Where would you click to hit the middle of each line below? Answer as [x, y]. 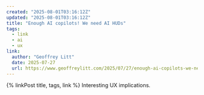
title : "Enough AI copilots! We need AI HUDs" [66, 23]
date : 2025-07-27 [34, 62]
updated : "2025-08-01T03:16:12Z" [49, 18]
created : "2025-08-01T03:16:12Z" [49, 12]
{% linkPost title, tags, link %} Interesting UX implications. [78, 85]
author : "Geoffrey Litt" [43, 57]
